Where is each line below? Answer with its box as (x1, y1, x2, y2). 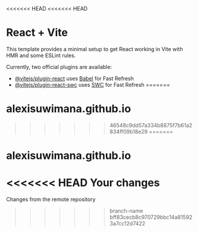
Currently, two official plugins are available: (6, 63, 112, 70)
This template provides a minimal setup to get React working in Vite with (6, 45, 183, 52)
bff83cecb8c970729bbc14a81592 (109, 214, 193, 221)
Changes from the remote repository (6, 196, 96, 203)
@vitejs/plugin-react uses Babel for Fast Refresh (14, 74, 134, 82)
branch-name (109, 208, 143, 214)
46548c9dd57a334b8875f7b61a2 (109, 121, 193, 128)
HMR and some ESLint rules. (6, 52, 76, 59)
